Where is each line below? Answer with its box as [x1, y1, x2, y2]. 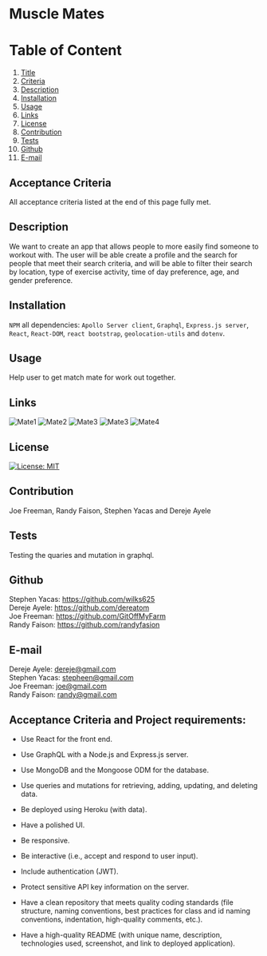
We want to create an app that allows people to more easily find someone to [9, 241, 259, 251]
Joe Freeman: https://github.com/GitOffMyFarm [9, 611, 167, 621]
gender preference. [9, 275, 73, 285]
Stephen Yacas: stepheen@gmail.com [9, 673, 134, 683]
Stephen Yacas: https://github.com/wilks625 [9, 595, 155, 604]
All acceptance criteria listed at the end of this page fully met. [9, 197, 211, 206]
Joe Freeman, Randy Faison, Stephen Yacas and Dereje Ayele [9, 505, 211, 516]
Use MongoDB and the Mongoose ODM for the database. [20, 765, 210, 775]
